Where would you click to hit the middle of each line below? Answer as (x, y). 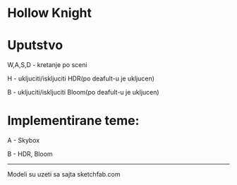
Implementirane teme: (73, 121)
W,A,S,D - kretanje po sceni (47, 65)
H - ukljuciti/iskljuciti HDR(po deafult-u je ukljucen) (81, 78)
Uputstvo (35, 46)
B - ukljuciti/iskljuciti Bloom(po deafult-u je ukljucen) (84, 92)
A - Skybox (24, 141)
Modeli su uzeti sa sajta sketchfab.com (64, 174)
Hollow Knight (50, 13)
